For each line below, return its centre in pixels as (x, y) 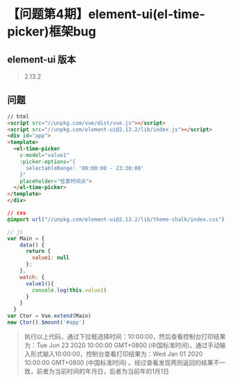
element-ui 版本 (42, 59)
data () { (32, 245)
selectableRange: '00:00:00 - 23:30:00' (85, 168)
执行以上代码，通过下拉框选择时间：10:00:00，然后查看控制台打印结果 (125, 336)
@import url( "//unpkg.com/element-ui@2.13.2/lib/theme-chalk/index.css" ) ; (118, 219)
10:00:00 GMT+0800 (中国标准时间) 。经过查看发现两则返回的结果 (119, 363)
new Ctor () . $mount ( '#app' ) (46, 323)
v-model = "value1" (45, 156)
